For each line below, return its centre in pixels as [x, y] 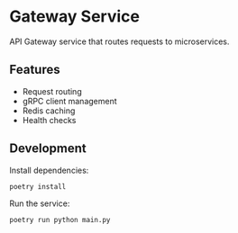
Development [48, 149]
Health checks [49, 120]
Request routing [52, 91]
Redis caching [49, 111]
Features [35, 70]
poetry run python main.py [60, 220]
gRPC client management [69, 101]
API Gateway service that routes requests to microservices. [119, 41]
